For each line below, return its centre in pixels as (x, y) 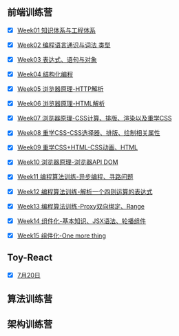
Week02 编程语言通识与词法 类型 (64, 45)
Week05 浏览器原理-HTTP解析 (60, 89)
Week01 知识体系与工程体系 (56, 30)
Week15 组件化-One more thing (62, 235)
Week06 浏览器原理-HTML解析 (61, 104)
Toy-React (30, 258)
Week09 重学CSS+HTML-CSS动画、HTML (77, 147)
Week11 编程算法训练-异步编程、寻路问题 (75, 177)
